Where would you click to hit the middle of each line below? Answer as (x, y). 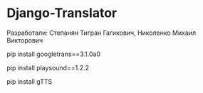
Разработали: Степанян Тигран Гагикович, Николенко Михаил (101, 33)
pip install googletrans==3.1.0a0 (54, 54)
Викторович (25, 40)
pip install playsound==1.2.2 (48, 67)
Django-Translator (62, 13)
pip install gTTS (30, 81)
